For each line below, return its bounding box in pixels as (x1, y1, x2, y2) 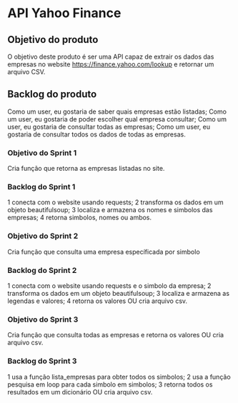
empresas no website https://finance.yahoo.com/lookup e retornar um (7, 60, 214, 69)
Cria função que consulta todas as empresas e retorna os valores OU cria (7, 331, 224, 339)
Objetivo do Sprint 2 (7, 231, 79, 241)
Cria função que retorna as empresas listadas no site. (7, 164, 165, 173)
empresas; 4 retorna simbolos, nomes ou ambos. (7, 213, 152, 222)
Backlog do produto (7, 88, 97, 101)
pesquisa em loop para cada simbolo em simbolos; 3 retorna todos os (7, 380, 213, 389)
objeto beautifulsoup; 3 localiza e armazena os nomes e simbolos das (7, 206, 213, 214)
